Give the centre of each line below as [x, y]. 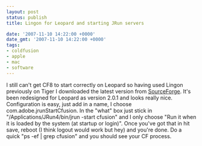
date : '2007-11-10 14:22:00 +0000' [51, 34]
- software [20, 68]
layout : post [23, 12]
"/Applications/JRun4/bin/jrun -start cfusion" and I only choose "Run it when [101, 117]
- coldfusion [23, 51]
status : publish [27, 17]
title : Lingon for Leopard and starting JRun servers [75, 23]
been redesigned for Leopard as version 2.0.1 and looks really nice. [90, 98]
